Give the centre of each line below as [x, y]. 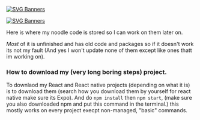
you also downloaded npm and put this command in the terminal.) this [92, 104]
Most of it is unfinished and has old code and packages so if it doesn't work [100, 44]
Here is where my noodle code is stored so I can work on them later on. [95, 32]
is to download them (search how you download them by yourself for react [98, 91]
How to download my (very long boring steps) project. [86, 72]
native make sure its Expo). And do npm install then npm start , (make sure [99, 98]
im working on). [26, 56]
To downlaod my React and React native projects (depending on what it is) [98, 85]
